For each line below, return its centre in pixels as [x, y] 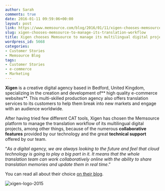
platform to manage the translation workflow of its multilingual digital [74, 123]
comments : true [21, 14]
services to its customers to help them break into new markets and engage [81, 103]
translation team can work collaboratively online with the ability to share [79, 159]
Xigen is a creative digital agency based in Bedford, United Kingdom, [75, 88]
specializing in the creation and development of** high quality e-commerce [81, 93]
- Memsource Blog [23, 55]
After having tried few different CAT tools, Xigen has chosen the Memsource [82, 118]
